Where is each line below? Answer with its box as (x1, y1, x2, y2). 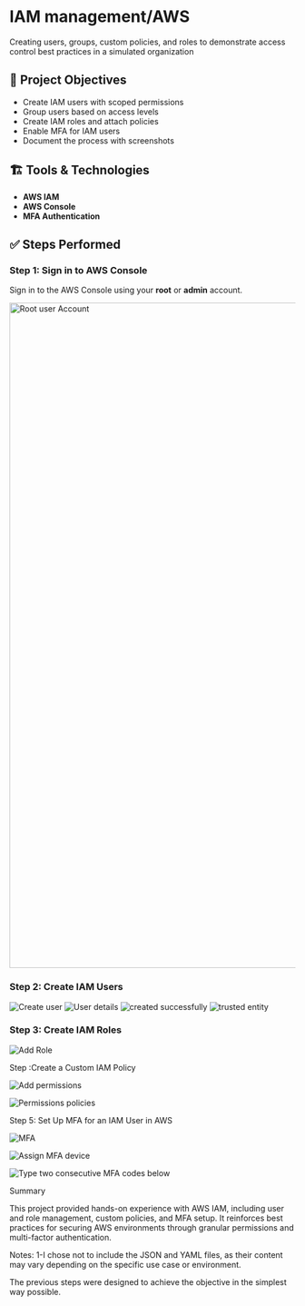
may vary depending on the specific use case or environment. (9, 1259, 242, 1270)
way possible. (9, 1286, 62, 1297)
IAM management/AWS (9, 6, 191, 27)
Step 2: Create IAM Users (9, 981, 123, 994)
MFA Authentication (22, 211, 101, 222)
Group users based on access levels (22, 106, 159, 117)
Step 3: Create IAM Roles (9, 1024, 123, 1036)
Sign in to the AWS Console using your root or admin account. (9, 284, 243, 296)
